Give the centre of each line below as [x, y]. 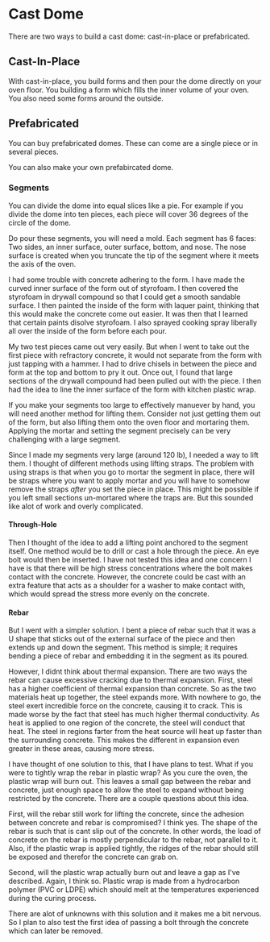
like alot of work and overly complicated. [76, 506]
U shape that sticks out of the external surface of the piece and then [122, 639]
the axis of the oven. [42, 264]
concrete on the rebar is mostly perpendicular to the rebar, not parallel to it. [133, 840]
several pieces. [33, 151]
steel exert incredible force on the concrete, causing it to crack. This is [126, 706]
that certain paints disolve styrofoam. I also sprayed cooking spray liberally [133, 322]
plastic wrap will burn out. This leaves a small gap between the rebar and [130, 782]
